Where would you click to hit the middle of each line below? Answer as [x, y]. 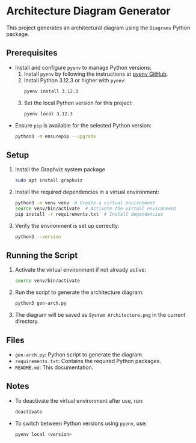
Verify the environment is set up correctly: [67, 225]
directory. [27, 321]
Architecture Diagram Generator [88, 11]
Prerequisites [32, 53]
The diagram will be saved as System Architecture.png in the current [100, 315]
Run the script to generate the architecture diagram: [79, 292]
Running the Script [42, 255]
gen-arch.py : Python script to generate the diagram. [79, 354]
